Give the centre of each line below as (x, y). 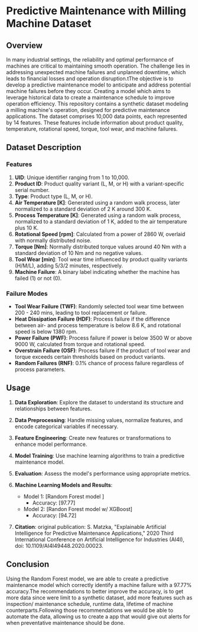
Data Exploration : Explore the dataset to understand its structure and (99, 402)
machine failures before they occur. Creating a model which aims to (88, 91)
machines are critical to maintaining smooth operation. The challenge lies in (98, 66)
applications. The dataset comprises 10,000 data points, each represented (97, 116)
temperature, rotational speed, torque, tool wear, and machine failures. (92, 129)
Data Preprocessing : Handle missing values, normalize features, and (99, 420)
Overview (25, 45)
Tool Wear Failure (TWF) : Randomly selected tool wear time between (99, 306)
